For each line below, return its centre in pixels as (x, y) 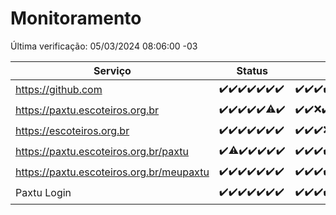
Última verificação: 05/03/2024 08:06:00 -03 (104, 46)
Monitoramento (76, 18)
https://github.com (59, 90)
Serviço (112, 70)
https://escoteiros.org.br (72, 131)
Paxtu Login (43, 193)
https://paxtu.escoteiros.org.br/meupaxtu (112, 172)
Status (252, 70)
